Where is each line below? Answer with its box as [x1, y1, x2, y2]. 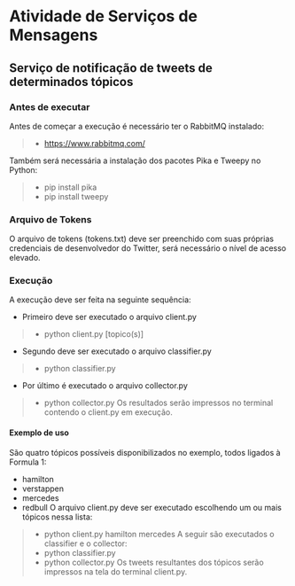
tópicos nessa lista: [21, 512, 93, 522]
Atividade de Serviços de [9, 6, 198, 27]
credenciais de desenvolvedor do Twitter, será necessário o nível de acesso [9, 243, 286, 254]
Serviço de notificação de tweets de [9, 60, 213, 75]
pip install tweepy [43, 191, 109, 201]
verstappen [21, 483, 65, 494]
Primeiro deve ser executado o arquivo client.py [21, 312, 198, 323]
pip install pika [43, 182, 97, 192]
